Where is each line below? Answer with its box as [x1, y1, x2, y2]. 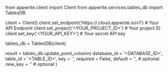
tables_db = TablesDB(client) [5, 40, 67, 46]
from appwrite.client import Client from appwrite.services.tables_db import [5, 5, 163, 10]
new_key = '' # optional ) [5, 61, 57, 67]
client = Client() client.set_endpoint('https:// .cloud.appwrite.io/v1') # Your [5, 20, 159, 26]
